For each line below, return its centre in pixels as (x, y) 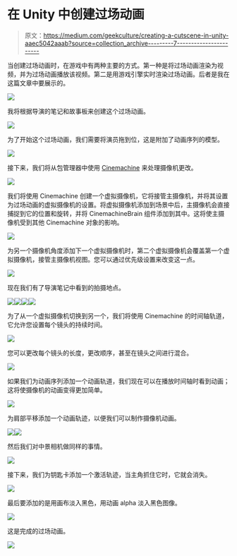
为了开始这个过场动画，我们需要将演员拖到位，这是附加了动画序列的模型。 (115, 139)
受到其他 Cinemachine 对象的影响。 (71, 222)
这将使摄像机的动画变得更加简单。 (57, 389)
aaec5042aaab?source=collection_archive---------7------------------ (126, 43)
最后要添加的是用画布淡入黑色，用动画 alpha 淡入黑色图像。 (94, 502)
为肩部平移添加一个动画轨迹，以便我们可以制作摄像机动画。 (94, 418)
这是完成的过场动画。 (38, 531)
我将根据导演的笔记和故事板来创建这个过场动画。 (78, 111)
